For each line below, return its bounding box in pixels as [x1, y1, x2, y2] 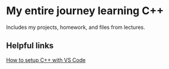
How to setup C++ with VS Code [6, 56, 86, 63]
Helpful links [6, 41, 54, 51]
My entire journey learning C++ [6, 4, 164, 18]
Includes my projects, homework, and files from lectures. [6, 24, 145, 31]
